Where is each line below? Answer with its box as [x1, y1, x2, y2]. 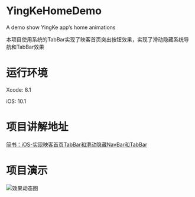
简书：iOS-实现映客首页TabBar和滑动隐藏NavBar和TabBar [6, 141, 148, 148]
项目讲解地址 [6, 120, 69, 134]
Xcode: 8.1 [6, 86, 31, 93]
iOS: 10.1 [6, 98, 27, 105]
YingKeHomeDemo [6, 4, 102, 18]
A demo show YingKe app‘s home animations [6, 24, 116, 31]
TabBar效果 [16, 43, 44, 50]
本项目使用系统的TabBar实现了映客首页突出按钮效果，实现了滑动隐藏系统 [6, 35, 184, 43]
